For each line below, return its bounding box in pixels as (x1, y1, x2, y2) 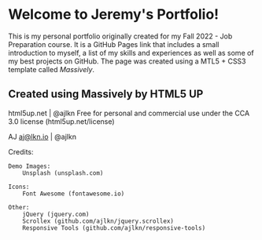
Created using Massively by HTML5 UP (8, 88, 204, 101)
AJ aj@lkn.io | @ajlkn (8, 132, 77, 141)
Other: (8, 203, 30, 211)
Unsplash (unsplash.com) (22, 169, 104, 177)
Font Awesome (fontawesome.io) (22, 190, 125, 198)
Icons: (8, 183, 30, 191)
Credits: (8, 147, 34, 156)
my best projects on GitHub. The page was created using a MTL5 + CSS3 (8, 56, 246, 66)
